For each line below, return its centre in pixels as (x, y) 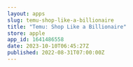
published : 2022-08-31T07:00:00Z (56, 53)
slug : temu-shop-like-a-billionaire (61, 20)
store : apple (26, 33)
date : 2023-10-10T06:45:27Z (48, 46)
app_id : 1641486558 (36, 40)
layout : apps (26, 14)
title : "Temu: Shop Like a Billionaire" (67, 27)
